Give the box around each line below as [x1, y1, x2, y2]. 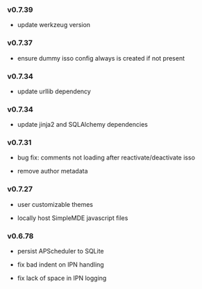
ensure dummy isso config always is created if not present [17, 54, 185, 62]
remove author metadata [17, 167, 88, 175]
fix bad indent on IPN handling [17, 260, 104, 269]
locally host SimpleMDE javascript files [17, 214, 128, 222]
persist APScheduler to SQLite [17, 247, 104, 256]
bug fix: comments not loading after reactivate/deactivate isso [17, 153, 196, 162]
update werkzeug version [17, 21, 91, 29]
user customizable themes [17, 200, 94, 208]
